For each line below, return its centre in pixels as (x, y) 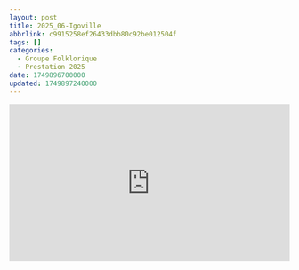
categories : (31, 51)
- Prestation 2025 (52, 67)
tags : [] (25, 42)
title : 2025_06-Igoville (55, 26)
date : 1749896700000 (48, 75)
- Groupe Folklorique (57, 59)
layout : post (33, 17)
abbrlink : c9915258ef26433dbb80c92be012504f (93, 34)
